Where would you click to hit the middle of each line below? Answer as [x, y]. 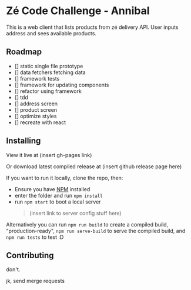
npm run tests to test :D [35, 237]
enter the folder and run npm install [58, 195]
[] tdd [21, 97]
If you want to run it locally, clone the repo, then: [65, 178]
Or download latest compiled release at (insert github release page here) [94, 166]
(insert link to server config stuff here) [75, 213]
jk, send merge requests [35, 281]
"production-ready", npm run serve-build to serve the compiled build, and [96, 231]
